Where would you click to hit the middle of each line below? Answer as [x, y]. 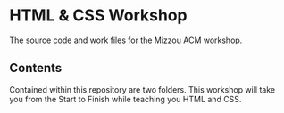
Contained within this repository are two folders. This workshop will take [142, 89]
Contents [36, 68]
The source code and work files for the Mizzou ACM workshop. [126, 40]
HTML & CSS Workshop [98, 16]
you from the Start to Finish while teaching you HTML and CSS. [125, 99]
